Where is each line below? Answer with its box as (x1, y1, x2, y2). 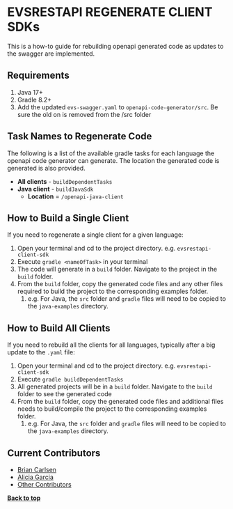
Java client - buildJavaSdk (17, 185, 94, 193)
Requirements (7, 70, 70, 81)
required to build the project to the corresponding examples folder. (17, 287, 209, 296)
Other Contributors (17, 480, 72, 488)
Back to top (7, 494, 41, 502)
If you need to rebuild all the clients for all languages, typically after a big (7, 340, 216, 349)
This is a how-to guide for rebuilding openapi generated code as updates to (7, 42, 224, 50)
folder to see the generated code (17, 390, 113, 398)
